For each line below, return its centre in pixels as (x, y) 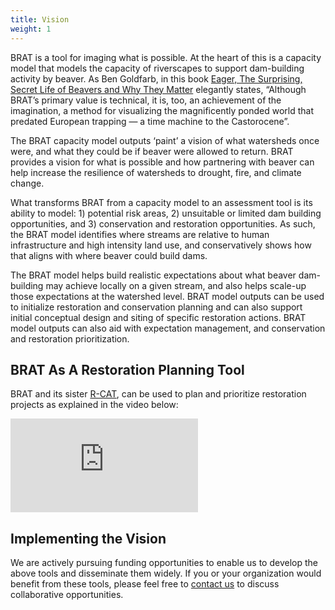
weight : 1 (31, 29)
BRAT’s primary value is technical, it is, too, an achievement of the (146, 100)
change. (27, 183)
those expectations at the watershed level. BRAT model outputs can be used (167, 296)
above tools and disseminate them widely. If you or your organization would (166, 573)
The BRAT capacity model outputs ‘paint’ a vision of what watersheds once (165, 140)
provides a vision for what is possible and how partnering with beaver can (162, 162)
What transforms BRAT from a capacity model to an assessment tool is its (161, 202)
